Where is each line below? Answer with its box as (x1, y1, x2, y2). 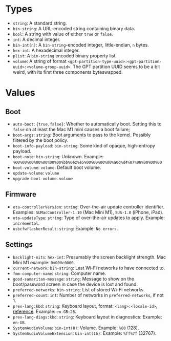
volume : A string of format (12, 58, 67, 64)
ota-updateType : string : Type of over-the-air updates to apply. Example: (12, 215, 165, 221)
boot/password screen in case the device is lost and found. (12, 281, 138, 287)
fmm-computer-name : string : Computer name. (12, 270, 106, 276)
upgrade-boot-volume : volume (12, 175, 73, 181)
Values (5, 87, 35, 99)
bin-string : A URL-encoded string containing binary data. (12, 25, 136, 31)
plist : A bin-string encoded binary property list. (12, 52, 117, 59)
